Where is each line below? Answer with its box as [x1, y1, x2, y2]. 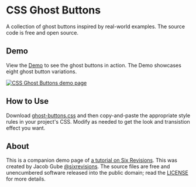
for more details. [6, 175, 46, 182]
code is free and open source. [6, 29, 79, 36]
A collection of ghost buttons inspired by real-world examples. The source [6, 23, 185, 30]
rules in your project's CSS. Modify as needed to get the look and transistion [6, 118, 190, 125]
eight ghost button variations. [6, 68, 77, 75]
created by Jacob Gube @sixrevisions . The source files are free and [6, 163, 170, 170]
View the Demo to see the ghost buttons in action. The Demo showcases [6, 62, 181, 69]
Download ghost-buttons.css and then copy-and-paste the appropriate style [6, 112, 191, 119]
